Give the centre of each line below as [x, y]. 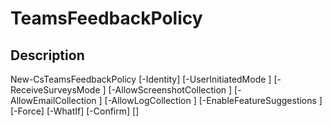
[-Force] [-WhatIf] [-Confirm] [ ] [75, 111]
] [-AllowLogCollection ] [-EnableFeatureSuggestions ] [210, 100]
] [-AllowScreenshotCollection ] [167, 90]
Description [47, 55]
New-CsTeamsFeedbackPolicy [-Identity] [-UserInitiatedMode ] [141, 79]
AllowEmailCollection [53, 100]
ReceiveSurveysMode [55, 90]
